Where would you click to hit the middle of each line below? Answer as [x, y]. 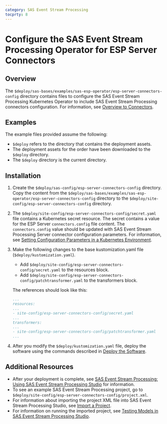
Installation [23, 176]
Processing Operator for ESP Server [81, 50]
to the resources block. [85, 270]
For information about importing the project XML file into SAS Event [82, 400]
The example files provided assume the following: [56, 134]
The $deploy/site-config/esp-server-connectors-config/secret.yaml [84, 213]
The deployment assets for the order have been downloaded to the [81, 149]
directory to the [112, 198]
